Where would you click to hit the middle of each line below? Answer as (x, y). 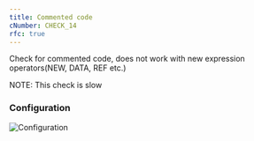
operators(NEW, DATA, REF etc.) (68, 68)
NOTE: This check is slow (56, 85)
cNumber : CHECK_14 (43, 26)
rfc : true (27, 33)
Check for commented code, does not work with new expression (127, 59)
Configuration (40, 108)
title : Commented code (51, 17)
